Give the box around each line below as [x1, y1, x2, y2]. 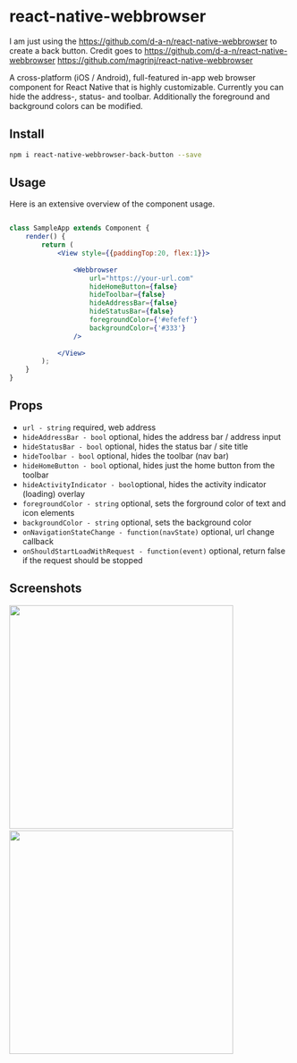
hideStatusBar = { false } [89, 307, 174, 316]
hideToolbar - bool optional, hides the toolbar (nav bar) [21, 450, 230, 461]
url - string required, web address [21, 422, 157, 433]
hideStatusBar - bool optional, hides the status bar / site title [21, 441, 249, 451]
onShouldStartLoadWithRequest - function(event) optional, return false [21, 545, 286, 556]
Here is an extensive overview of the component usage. [9, 198, 216, 209]
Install [9, 127, 45, 142]
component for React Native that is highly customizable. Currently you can [9, 81, 284, 92]
